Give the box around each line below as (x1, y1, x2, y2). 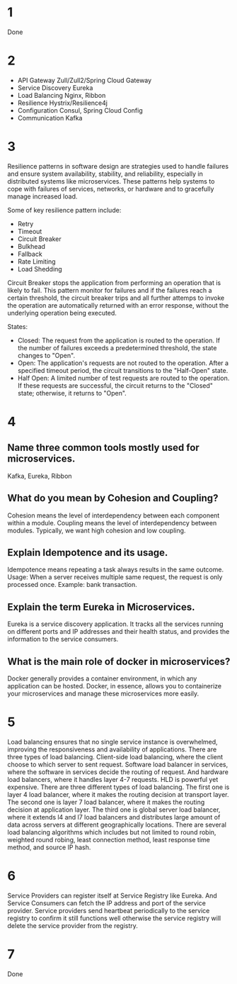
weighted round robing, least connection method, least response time (7, 836, 210, 844)
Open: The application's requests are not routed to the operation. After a (17, 359, 229, 367)
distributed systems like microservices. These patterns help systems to (7, 177, 215, 185)
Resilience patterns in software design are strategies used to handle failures (7, 162, 229, 170)
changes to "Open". (17, 351, 76, 359)
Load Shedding (17, 264, 62, 273)
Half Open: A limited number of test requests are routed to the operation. (17, 374, 230, 382)
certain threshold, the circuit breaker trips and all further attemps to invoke (7, 293, 225, 302)
